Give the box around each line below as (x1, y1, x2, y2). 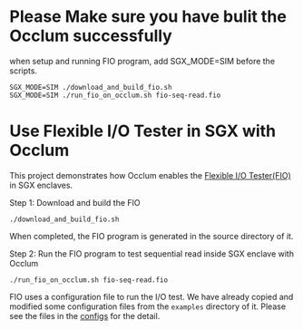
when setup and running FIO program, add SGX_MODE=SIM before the (9, 55, 275, 66)
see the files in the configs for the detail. (9, 310, 161, 321)
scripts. (9, 65, 38, 76)
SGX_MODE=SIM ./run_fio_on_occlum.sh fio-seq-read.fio (9, 91, 221, 100)
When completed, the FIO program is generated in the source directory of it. (9, 230, 294, 241)
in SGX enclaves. (9, 180, 73, 190)
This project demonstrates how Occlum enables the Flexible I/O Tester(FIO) (9, 170, 292, 180)
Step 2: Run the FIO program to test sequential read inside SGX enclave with (9, 247, 295, 259)
